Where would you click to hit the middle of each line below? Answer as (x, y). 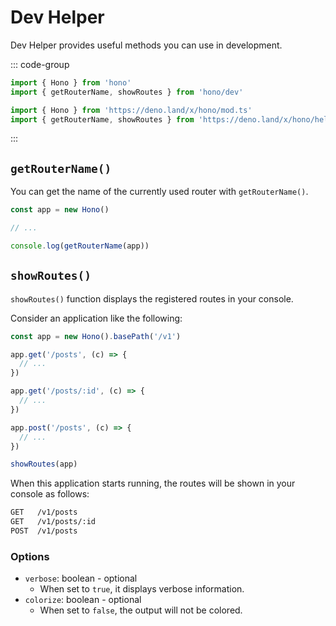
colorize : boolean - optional (83, 600)
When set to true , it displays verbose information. (142, 589)
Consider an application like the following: (96, 318)
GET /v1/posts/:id (53, 522)
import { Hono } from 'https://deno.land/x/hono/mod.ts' (131, 110)
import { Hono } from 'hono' (71, 82)
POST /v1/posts (44, 531)
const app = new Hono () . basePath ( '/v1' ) (96, 336)
